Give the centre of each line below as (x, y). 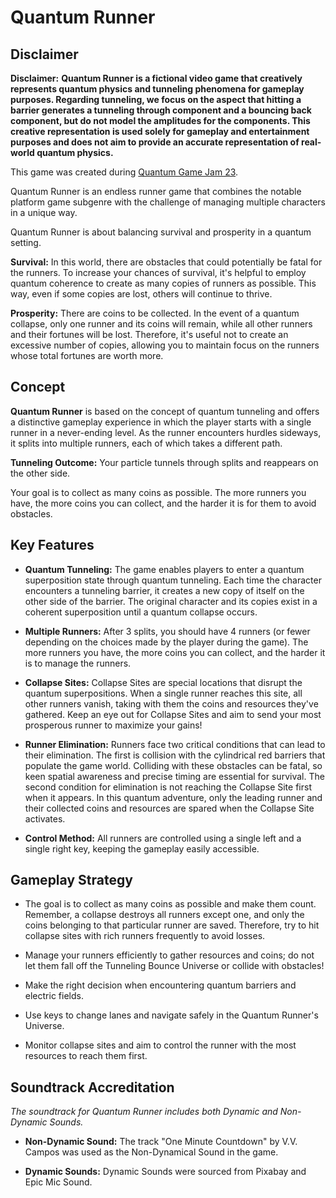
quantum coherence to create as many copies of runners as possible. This (163, 283)
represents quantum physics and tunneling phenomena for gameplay (157, 89)
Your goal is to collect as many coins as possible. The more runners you (158, 492)
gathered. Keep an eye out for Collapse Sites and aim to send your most (173, 714)
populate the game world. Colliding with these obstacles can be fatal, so (173, 765)
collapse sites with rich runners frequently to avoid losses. (145, 936)
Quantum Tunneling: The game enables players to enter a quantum (164, 569)
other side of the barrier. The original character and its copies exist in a (171, 601)
